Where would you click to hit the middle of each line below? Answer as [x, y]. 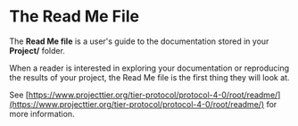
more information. [42, 113]
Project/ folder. [37, 50]
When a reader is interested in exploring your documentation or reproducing [149, 68]
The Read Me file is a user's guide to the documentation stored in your [139, 41]
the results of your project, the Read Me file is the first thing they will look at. [149, 77]
